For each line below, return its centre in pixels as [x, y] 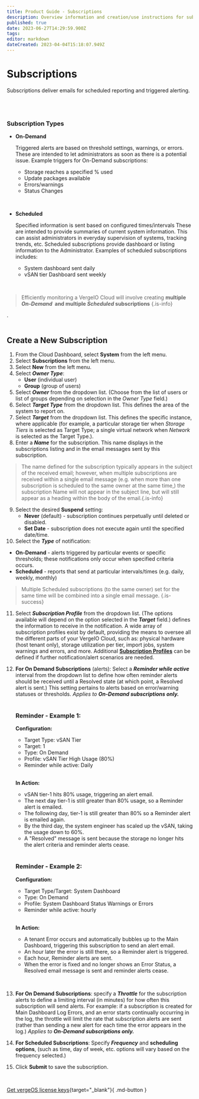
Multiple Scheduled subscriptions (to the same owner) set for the [100, 589]
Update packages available [57, 178]
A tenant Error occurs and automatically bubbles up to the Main [101, 939]
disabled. [35, 522]
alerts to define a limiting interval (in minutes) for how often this [92, 999]
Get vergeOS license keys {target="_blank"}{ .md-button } [77, 1090]
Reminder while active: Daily [58, 765]
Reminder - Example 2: [48, 867]
